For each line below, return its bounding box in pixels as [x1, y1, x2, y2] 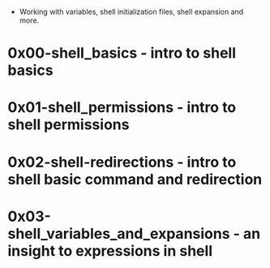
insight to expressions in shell [7, 241, 212, 260]
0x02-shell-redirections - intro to [7, 153, 237, 171]
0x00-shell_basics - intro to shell [7, 44, 237, 63]
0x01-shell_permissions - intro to [7, 98, 237, 117]
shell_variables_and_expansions [7, 224, 230, 243]
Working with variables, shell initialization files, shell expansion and [19, 7, 244, 16]
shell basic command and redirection [7, 170, 263, 188]
